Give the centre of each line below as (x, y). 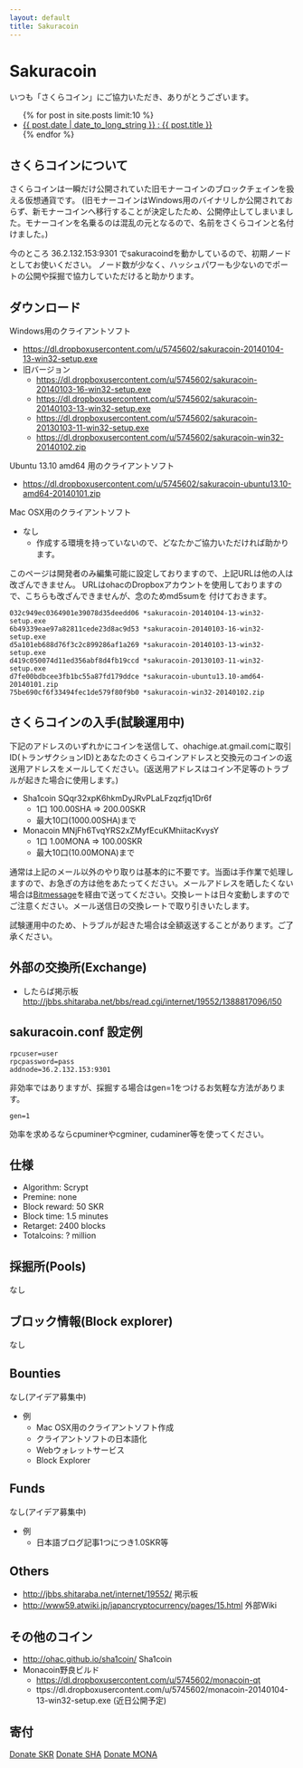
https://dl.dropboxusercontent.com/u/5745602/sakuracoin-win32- (160, 438)
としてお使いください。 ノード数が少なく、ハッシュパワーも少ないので (141, 265)
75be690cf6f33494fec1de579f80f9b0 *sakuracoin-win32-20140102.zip (137, 693)
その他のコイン (51, 1637)
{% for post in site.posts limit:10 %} (88, 115)
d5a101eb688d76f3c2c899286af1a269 (75, 645)
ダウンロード (45, 308)
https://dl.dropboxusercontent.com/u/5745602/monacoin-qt (148, 1680)
